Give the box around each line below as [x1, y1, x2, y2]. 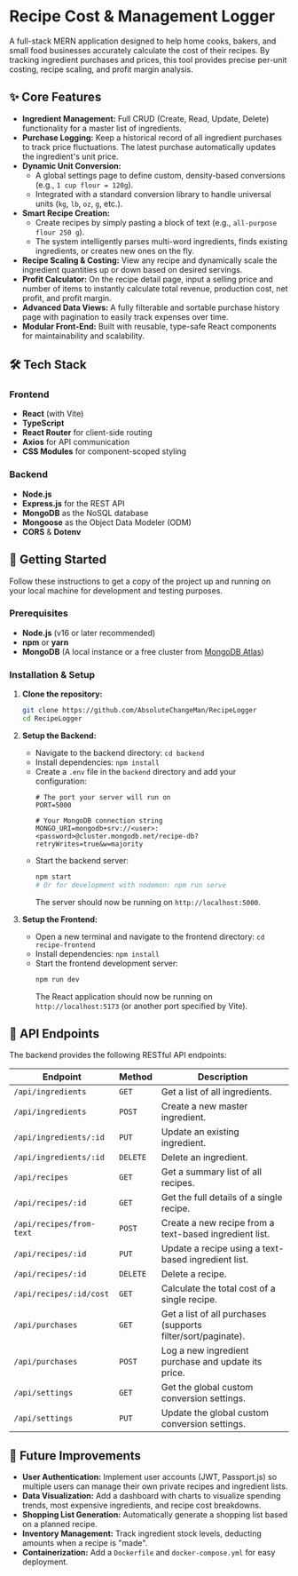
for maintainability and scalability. [21, 330, 145, 341]
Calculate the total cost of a [161, 1282, 276, 1294]
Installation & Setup [9, 668, 96, 681]
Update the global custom [161, 1406, 269, 1419]
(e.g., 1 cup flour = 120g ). [35, 179, 134, 190]
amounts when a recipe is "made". [21, 1538, 148, 1548]
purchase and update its [161, 1356, 263, 1368]
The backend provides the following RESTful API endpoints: [9, 1050, 227, 1061]
